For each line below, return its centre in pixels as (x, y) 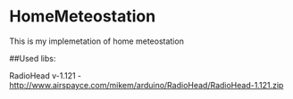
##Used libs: (33, 58)
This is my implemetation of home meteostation (97, 41)
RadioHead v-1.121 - (46, 75)
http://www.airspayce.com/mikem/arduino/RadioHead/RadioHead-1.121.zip (146, 85)
